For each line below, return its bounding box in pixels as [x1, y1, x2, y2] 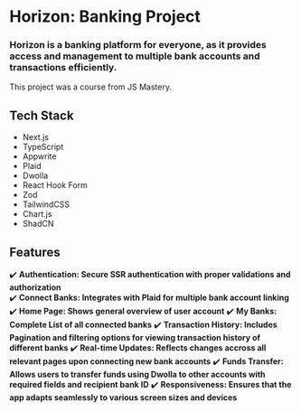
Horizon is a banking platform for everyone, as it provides [9, 39, 267, 51]
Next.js [22, 132, 50, 143]
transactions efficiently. [9, 61, 118, 74]
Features [9, 244, 61, 259]
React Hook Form [22, 180, 88, 191]
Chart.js [22, 209, 52, 220]
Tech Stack [9, 108, 74, 123]
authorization [9, 282, 61, 293]
